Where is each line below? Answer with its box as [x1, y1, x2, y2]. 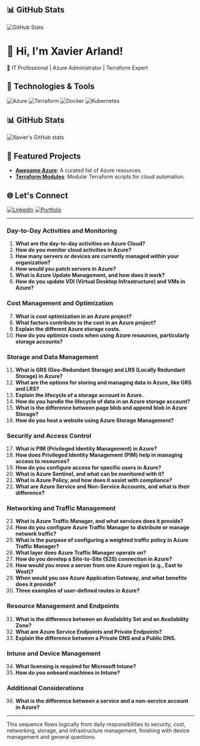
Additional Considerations [7, 684, 84, 692]
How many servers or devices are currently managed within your [15, 253, 179, 260]
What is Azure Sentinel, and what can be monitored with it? [15, 470, 165, 477]
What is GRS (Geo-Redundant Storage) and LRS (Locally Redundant [15, 366, 186, 373]
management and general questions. [7, 734, 97, 741]
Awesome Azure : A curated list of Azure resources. [15, 167, 142, 174]
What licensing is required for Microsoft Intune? [15, 663, 136, 670]
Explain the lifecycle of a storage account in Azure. [15, 391, 144, 398]
